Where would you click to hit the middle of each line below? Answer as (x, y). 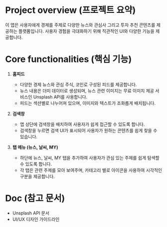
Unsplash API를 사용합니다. (60, 97)
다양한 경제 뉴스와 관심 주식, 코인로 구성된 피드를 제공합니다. (78, 84)
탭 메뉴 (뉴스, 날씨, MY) (35, 147)
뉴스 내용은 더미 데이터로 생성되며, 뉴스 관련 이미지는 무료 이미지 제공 (87, 90)
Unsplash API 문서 (31, 213)
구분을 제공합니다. (37, 176)
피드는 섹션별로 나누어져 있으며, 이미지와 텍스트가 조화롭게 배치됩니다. (88, 103)
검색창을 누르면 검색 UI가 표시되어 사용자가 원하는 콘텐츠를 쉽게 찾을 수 (88, 130)
